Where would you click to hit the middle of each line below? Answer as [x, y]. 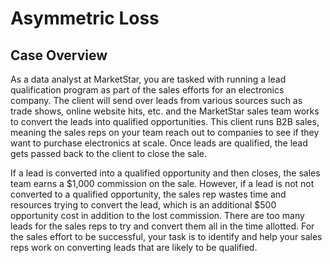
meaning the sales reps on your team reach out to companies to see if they [165, 132]
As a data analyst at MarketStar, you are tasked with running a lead [148, 79]
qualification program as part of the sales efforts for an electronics [147, 90]
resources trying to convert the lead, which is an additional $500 [143, 205]
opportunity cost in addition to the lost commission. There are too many [157, 215]
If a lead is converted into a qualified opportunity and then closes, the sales [165, 173]
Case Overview [59, 55]
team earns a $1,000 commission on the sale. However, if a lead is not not [162, 183]
